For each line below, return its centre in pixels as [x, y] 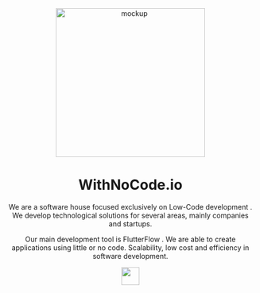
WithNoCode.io [130, 185]
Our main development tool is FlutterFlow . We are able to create [130, 239]
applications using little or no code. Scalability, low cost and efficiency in [130, 247]
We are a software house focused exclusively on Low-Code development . [130, 206]
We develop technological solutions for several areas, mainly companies [130, 215]
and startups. [130, 224]
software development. [130, 256]
